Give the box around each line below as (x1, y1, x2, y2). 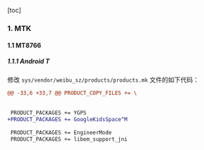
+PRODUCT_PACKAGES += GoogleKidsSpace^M (7, 115, 128, 123)
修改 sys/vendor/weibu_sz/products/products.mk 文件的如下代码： (7, 75, 200, 84)
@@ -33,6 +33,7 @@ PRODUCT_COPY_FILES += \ (7, 89, 138, 97)
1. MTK (7, 23, 32, 33)
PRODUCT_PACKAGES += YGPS (10, 109, 87, 117)
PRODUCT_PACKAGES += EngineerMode (10, 129, 112, 136)
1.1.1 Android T (7, 57, 50, 65)
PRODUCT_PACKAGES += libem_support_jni (10, 135, 128, 143)
